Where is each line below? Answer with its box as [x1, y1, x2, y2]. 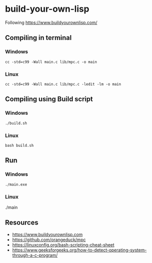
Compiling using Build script [5, 95, 93, 103]
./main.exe [5, 182, 27, 187]
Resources [5, 219, 39, 227]
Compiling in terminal [5, 34, 72, 42]
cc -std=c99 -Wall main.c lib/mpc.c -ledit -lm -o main [5, 81, 121, 86]
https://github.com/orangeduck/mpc [12, 237, 86, 243]
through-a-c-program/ [12, 252, 58, 258]
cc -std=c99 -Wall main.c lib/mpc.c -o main [5, 60, 97, 64]
